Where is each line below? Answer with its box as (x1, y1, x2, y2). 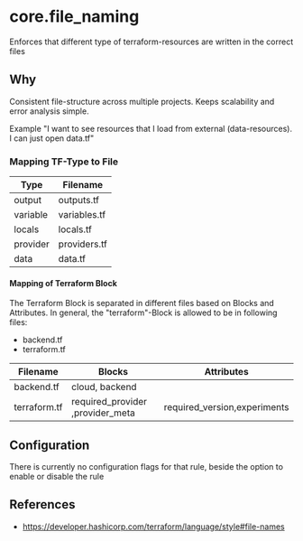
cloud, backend (71, 381, 137, 394)
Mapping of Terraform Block (9, 277, 117, 288)
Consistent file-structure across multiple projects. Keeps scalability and (9, 96, 275, 107)
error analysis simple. (9, 106, 89, 117)
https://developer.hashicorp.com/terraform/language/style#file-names (22, 521, 286, 532)
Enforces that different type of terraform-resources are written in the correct (9, 36, 294, 47)
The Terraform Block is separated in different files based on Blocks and (9, 298, 275, 309)
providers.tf (58, 238, 108, 250)
